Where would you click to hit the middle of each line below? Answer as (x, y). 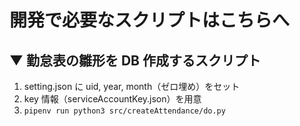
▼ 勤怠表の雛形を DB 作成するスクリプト (135, 60)
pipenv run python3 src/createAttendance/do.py (124, 111)
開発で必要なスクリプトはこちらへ (150, 20)
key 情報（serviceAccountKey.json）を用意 (112, 99)
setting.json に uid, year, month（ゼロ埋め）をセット (132, 86)
